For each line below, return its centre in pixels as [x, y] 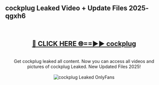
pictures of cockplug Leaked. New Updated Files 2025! [84, 66]
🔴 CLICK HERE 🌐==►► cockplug [84, 44]
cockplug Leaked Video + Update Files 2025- [77, 8]
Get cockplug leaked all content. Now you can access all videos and [84, 61]
